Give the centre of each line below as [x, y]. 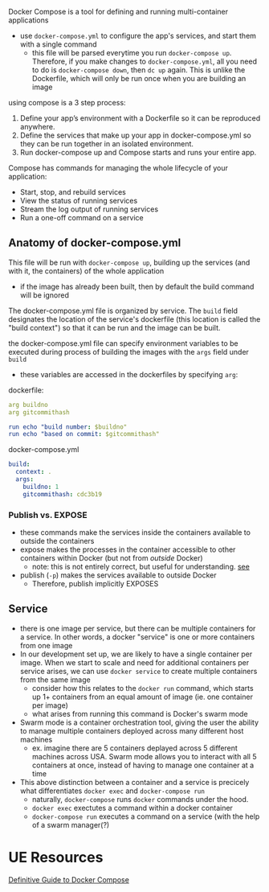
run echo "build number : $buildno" [68, 427]
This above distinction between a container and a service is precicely [134, 782]
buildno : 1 [41, 487]
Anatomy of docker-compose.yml [95, 243]
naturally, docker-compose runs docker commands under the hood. [140, 799]
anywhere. [37, 127]
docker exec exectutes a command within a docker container [132, 808]
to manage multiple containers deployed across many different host [132, 730]
